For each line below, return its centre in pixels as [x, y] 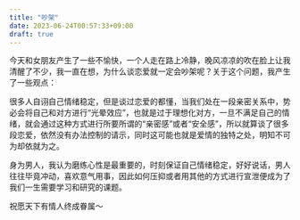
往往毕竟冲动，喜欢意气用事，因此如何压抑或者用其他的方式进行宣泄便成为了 [150, 176]
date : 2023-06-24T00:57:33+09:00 [71, 26]
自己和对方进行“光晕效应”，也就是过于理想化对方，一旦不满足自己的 [158, 113]
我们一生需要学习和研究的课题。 [68, 187]
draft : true [31, 34]
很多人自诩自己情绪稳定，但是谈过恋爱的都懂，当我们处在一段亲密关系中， [146, 102]
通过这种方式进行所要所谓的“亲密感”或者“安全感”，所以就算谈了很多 [164, 124]
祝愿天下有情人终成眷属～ [56, 207]
